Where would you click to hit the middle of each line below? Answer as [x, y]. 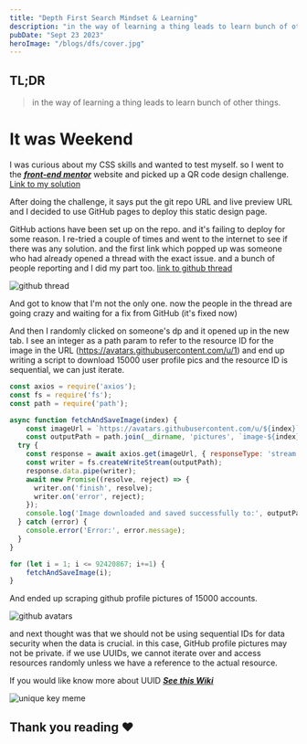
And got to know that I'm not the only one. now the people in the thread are [151, 303]
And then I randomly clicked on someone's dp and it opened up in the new [149, 331]
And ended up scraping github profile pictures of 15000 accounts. [133, 599]
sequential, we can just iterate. [67, 370]
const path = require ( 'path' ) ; [69, 403]
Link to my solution [45, 184]
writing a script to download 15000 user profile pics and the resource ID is [149, 360]
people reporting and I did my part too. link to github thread [121, 268]
